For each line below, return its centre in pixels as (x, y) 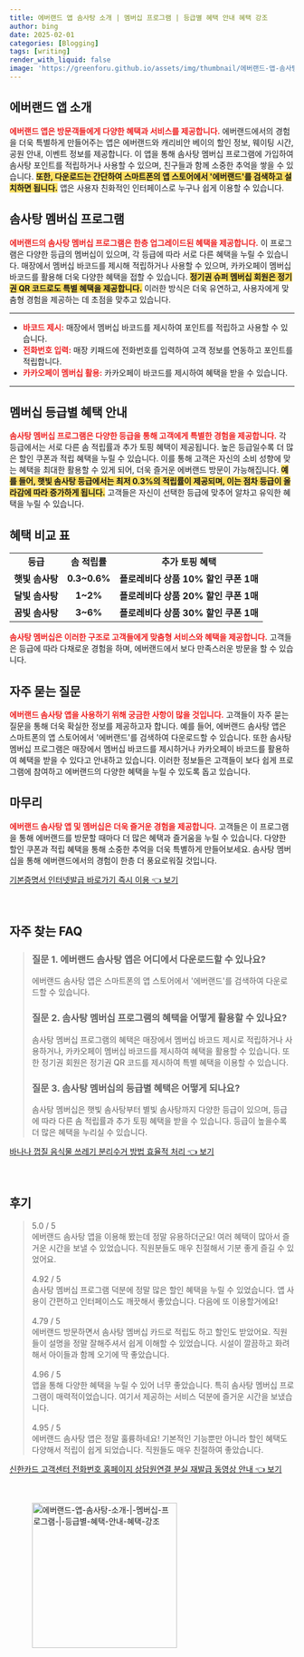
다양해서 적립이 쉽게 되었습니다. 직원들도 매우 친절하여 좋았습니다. (147, 1449)
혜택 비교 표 (40, 535)
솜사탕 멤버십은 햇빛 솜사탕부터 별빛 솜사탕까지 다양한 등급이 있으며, (151, 1110)
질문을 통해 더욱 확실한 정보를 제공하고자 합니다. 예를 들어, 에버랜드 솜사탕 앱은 (148, 726)
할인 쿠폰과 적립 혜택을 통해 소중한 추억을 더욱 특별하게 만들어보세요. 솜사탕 (142, 848)
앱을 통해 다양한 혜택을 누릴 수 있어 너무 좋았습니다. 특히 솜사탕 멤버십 (154, 1385)
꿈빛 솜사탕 (36, 613)
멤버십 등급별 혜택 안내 (69, 412)
